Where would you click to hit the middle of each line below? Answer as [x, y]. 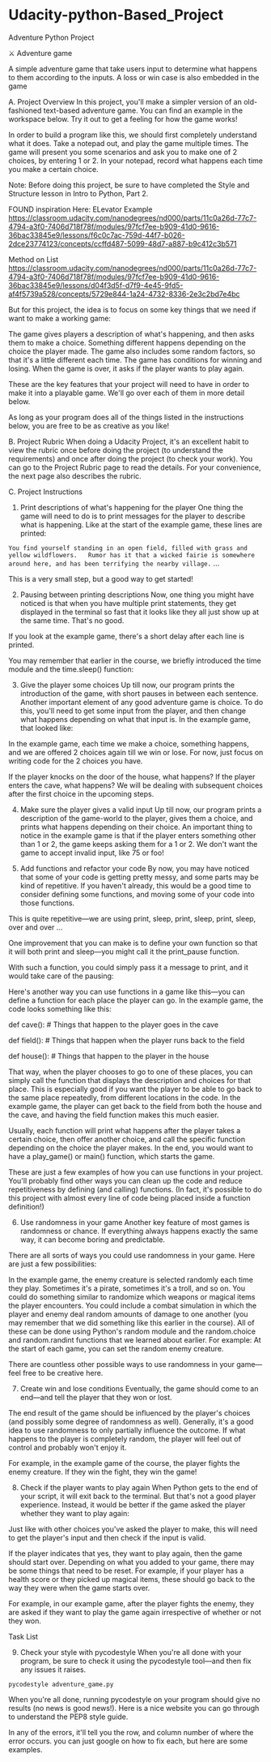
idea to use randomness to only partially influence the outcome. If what [127, 1430]
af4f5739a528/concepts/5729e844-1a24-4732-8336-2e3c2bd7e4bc [124, 294]
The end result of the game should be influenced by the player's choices [129, 1412]
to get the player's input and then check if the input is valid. [107, 1537]
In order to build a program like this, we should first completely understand [133, 135]
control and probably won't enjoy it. [68, 1447]
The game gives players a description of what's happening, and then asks [131, 333]
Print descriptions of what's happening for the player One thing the [131, 507]
